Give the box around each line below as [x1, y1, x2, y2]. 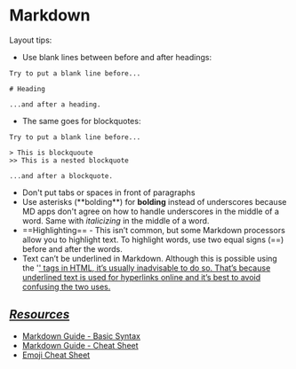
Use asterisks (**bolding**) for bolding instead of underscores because [21, 196, 287, 207]
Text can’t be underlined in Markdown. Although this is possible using [21, 253, 277, 263]
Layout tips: [9, 35, 52, 45]
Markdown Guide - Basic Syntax [21, 330, 140, 342]
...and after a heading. [9, 99, 101, 109]
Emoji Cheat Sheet [21, 349, 91, 360]
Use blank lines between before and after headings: [21, 51, 212, 62]
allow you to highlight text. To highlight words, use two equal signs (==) [21, 234, 284, 245]
